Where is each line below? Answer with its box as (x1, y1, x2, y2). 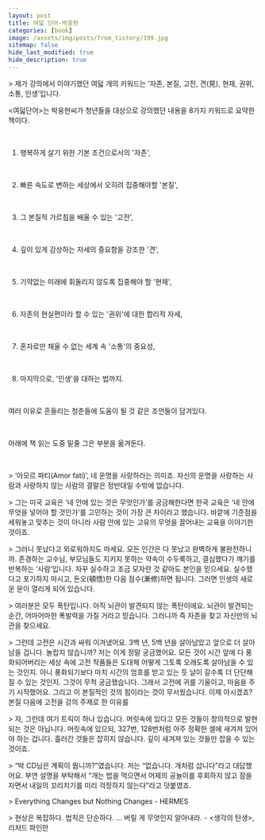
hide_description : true (8, 56, 87, 64)
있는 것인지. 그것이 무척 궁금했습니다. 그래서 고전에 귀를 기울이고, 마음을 (25, 677, 248, 687)
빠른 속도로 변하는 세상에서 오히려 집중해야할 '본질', (19, 180, 179, 189)
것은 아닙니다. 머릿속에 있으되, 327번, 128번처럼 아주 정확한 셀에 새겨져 (22, 724, 244, 734)
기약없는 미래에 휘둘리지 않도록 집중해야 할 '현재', (19, 277, 172, 286)
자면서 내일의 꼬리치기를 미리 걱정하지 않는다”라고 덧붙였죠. (8, 780, 192, 790)
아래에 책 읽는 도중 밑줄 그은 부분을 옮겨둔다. (8, 438, 146, 447)
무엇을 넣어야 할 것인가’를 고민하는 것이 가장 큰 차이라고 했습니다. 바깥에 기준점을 (8, 507, 258, 517)
